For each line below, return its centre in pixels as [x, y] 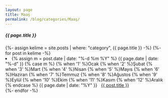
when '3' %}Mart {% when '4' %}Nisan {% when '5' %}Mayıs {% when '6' [82, 69]
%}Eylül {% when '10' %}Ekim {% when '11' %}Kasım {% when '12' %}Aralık [84, 80]
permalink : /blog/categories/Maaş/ [43, 19]
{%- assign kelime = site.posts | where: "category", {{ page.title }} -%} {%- [83, 48]
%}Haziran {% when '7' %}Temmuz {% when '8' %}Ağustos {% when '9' [81, 75]
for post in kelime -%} [28, 53]
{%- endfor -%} [22, 90]
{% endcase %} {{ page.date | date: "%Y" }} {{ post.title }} [67, 85]
